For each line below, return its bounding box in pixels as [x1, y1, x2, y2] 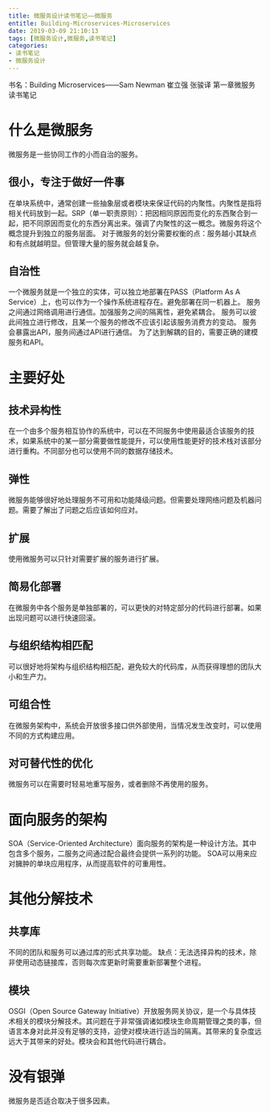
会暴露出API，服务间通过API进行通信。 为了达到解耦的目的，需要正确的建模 [8, 327, 259, 337]
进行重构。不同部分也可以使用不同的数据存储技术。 [8, 446, 178, 456]
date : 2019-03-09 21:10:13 [8, 27, 99, 35]
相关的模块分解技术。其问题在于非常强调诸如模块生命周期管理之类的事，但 [14, 1016, 262, 1026]
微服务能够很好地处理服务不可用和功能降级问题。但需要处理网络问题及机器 [8, 495, 255, 505]
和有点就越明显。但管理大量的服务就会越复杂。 [8, 239, 163, 248]
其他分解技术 [8, 890, 94, 908]
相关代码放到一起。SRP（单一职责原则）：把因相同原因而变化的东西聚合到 [8, 208, 251, 218]
